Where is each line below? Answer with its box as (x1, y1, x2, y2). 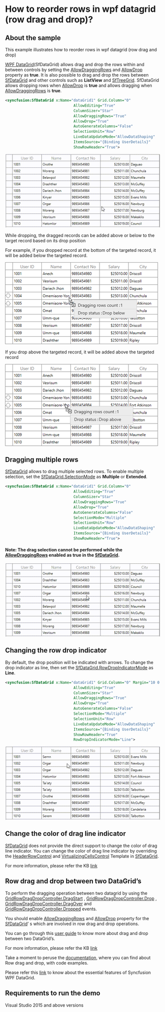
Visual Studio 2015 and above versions (5, 1002, 84, 1008)
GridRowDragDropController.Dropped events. (5, 906, 97, 912)
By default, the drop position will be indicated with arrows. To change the (5, 659, 154, 665)
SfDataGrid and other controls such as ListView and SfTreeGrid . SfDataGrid (5, 78, 159, 83)
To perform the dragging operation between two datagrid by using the (5, 890, 148, 896)
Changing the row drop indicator (5, 646, 107, 655)
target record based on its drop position (5, 237, 86, 243)
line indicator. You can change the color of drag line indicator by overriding (5, 848, 157, 854)
